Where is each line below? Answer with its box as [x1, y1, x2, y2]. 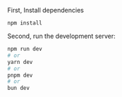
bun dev [7, 84, 30, 92]
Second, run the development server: [7, 32, 116, 40]
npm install [7, 20, 42, 27]
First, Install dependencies [7, 6, 85, 14]
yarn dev [7, 58, 33, 65]
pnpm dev [7, 72, 33, 79]
